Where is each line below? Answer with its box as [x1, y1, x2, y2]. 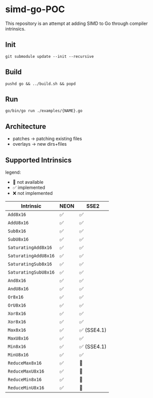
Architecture [5, 122, 47, 130]
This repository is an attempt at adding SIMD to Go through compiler [5, 20, 148, 26]
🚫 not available [12, 179, 44, 185]
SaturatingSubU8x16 [8, 270, 55, 275]
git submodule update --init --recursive [5, 54, 94, 59]
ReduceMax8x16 [8, 360, 42, 366]
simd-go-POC [5, 4, 65, 15]
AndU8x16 [8, 286, 29, 291]
